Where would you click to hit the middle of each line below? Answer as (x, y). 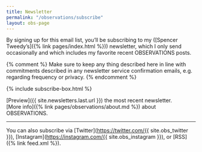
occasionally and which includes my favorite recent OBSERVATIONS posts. (99, 53)
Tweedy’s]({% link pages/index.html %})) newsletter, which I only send (94, 46)
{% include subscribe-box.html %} (49, 89)
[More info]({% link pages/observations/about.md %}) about (81, 107)
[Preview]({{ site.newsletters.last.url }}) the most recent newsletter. (89, 100)
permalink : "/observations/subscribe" (55, 17)
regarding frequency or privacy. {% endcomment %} (72, 77)
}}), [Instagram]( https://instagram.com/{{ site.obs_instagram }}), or (89, 137)
